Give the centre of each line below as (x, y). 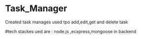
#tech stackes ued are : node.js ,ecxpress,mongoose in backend (71, 31)
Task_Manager (36, 9)
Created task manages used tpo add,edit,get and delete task (67, 22)
